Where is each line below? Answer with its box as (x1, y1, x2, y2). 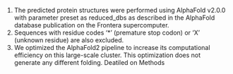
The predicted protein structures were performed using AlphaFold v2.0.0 (13, 6, 226, 14)
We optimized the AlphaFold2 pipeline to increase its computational (13, 44, 210, 51)
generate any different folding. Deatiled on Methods (13, 58, 165, 66)
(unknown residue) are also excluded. (13, 36, 124, 44)
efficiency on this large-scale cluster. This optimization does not (13, 51, 201, 59)
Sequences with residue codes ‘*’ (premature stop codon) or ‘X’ (13, 28, 200, 37)
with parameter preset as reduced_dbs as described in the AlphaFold (13, 13, 215, 22)
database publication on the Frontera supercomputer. (13, 21, 169, 29)
